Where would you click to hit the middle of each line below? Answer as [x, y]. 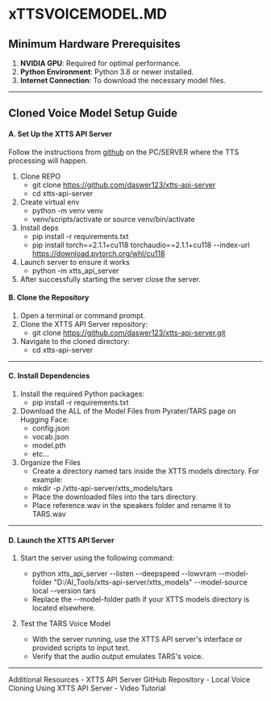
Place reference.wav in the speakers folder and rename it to [131, 505]
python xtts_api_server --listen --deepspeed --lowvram [124, 573]
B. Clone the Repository [49, 298]
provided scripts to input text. [81, 648]
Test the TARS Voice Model [65, 623]
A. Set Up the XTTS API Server [60, 133]
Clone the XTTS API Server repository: [84, 324]
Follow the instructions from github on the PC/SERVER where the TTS [124, 152]
